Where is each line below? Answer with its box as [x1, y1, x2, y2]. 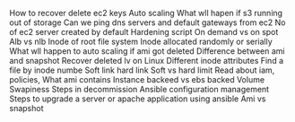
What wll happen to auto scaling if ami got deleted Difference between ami [9, 46, 285, 57]
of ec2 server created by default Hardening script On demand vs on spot [9, 27, 279, 37]
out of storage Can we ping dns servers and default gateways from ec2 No [9, 17, 286, 28]
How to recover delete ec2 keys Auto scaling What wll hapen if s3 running [9, 8, 283, 18]
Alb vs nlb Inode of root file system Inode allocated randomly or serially [9, 36, 273, 47]
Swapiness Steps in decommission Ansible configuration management [9, 84, 270, 94]
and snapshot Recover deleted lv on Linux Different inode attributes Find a [9, 56, 284, 65]
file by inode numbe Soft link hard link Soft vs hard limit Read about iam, [9, 65, 275, 75]
